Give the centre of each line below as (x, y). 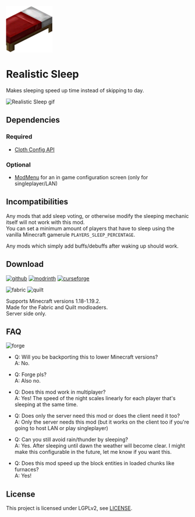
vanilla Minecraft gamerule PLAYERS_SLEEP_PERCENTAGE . (71, 234)
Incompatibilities (37, 202)
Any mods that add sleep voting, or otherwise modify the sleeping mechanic (97, 216)
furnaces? (26, 470)
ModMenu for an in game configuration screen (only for (81, 177)
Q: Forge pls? (30, 374)
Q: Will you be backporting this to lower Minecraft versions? (86, 357)
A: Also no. (27, 381)
